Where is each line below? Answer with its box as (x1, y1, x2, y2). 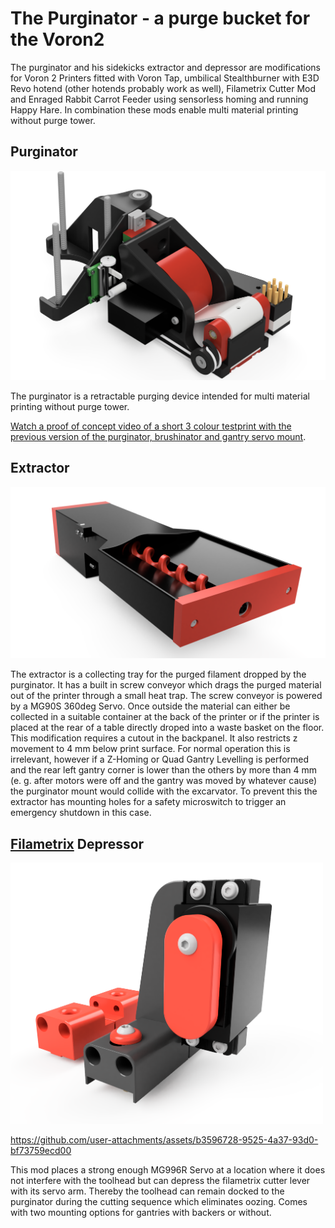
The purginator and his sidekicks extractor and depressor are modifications (10, 61, 321, 73)
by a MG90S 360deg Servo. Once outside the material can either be (10, 700, 291, 712)
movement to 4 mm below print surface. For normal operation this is (10, 743, 291, 755)
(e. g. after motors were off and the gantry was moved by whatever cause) (10, 775, 318, 787)
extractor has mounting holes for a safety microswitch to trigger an (10, 796, 287, 808)
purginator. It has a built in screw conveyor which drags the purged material (10, 679, 322, 691)
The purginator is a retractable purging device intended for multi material (10, 390, 310, 402)
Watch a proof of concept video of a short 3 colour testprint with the (10, 420, 292, 432)
